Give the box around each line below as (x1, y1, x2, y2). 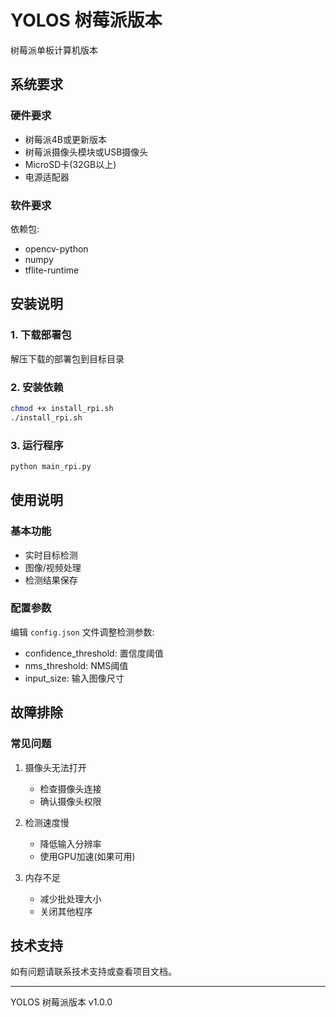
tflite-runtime (24, 264, 80, 276)
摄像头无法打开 (24, 761, 87, 773)
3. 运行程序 (10, 438, 64, 452)
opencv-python (24, 242, 89, 255)
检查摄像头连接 (39, 782, 102, 795)
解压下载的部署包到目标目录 (10, 352, 125, 365)
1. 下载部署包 (10, 328, 72, 342)
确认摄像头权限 (39, 795, 102, 807)
